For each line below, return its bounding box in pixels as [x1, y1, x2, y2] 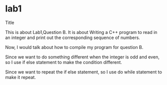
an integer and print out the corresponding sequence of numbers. [5, 34, 141, 40]
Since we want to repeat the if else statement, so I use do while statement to [5, 68, 162, 75]
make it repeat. [5, 74, 36, 80]
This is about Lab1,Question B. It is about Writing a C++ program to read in [5, 29, 158, 35]
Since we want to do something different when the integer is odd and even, [5, 53, 160, 60]
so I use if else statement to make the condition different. [5, 59, 122, 65]
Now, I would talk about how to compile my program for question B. [5, 44, 144, 50]
